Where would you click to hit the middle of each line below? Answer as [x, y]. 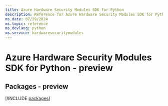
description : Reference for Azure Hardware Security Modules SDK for [79, 14]
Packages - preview [37, 86]
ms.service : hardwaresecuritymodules [44, 33]
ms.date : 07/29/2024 [27, 19]
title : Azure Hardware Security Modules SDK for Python [64, 10]
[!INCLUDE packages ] [28, 98]
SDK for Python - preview [59, 68]
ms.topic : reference [27, 24]
